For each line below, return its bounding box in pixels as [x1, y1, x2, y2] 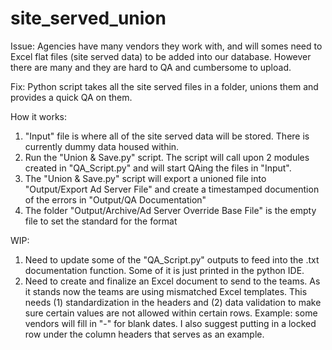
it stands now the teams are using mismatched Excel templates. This [24, 285, 308, 297]
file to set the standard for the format [24, 215, 178, 227]
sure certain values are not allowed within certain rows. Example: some [24, 307, 318, 319]
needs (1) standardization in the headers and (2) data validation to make [24, 296, 322, 308]
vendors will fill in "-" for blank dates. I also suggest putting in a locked [24, 317, 317, 329]
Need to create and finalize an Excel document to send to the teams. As [24, 275, 321, 287]
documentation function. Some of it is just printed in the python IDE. [24, 264, 305, 276]
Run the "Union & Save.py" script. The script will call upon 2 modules [24, 151, 310, 163]
